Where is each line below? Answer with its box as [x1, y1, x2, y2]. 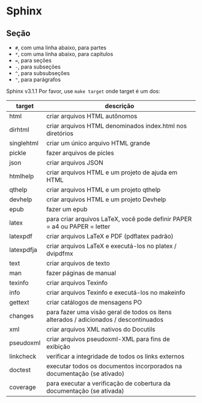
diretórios [46, 129, 74, 138]
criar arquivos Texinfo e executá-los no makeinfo [46, 288, 185, 297]
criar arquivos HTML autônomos [46, 112, 138, 120]
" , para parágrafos [14, 76, 61, 83]
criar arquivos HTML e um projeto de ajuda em [46, 168, 177, 177]
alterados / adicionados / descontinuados [46, 315, 164, 324]
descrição [105, 102, 135, 110]
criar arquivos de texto [46, 259, 110, 267]
